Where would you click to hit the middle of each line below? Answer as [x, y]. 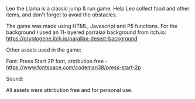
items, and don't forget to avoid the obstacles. [61, 15]
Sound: [15, 79]
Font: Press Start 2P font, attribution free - [57, 61]
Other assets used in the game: [44, 50]
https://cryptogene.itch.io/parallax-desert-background [72, 38]
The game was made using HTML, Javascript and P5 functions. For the [92, 26]
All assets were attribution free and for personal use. [69, 90]
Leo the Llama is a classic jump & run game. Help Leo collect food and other [98, 8]
